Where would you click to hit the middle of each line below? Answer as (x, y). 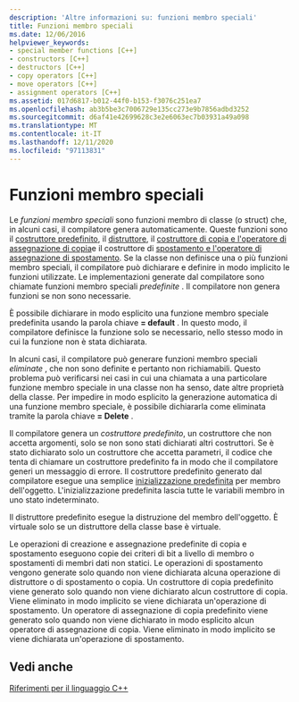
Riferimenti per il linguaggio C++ (69, 689)
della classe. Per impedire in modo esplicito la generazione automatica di (143, 397)
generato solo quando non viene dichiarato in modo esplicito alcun (132, 620)
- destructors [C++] (48, 68)
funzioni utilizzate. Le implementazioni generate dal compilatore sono (137, 276)
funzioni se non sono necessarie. (70, 295)
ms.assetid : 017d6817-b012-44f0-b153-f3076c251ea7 (105, 101)
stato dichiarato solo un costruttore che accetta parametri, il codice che (141, 452)
